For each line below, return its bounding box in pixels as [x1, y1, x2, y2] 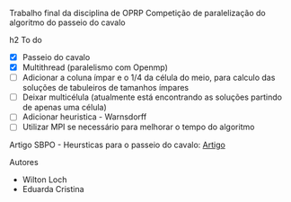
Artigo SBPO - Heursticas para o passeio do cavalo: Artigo [9, 139, 226, 151]
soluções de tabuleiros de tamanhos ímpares [22, 83, 190, 93]
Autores [9, 157, 39, 168]
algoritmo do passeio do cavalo [9, 17, 126, 28]
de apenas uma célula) [22, 102, 108, 113]
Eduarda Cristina [22, 184, 84, 195]
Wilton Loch [22, 174, 67, 185]
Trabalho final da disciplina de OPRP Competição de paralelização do [9, 8, 267, 18]
